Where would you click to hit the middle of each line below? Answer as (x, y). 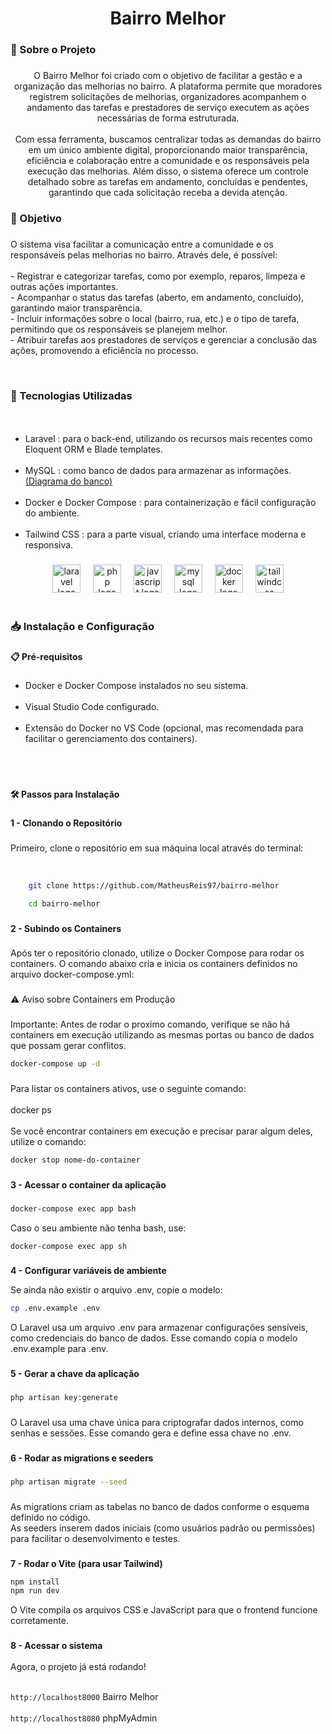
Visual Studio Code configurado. (92, 707)
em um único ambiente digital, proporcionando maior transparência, (168, 150)
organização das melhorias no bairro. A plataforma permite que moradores (168, 86)
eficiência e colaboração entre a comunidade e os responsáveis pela (168, 161)
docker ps (31, 1110)
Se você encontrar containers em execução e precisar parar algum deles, (161, 1131)
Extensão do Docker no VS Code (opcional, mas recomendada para (164, 728)
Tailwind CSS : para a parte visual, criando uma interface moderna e (165, 534)
